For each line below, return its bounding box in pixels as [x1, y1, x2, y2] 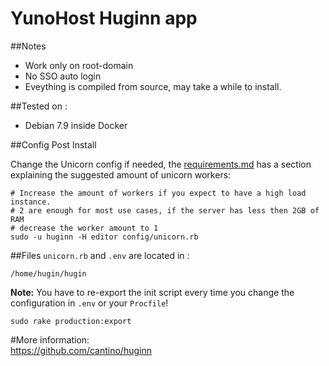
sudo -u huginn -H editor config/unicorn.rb [10, 232, 199, 242]
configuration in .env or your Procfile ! [10, 297, 169, 309]
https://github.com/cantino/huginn [10, 344, 152, 356]
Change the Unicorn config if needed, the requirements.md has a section [10, 158, 312, 170]
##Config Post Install [10, 138, 97, 151]
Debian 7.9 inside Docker [24, 119, 128, 131]
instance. [10, 197, 52, 207]
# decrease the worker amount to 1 [10, 223, 159, 233]
